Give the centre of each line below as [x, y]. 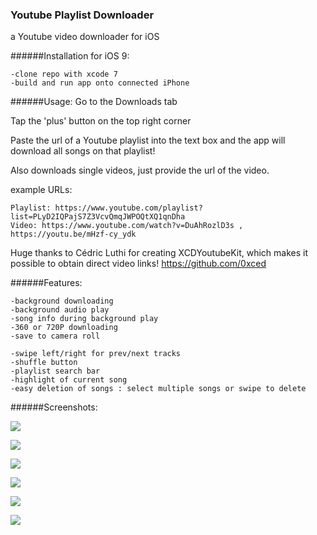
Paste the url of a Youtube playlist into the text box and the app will [148, 140]
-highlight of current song [69, 380]
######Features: [46, 283]
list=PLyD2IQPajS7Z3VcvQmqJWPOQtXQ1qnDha [98, 217]
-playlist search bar [55, 371]
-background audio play [60, 310]
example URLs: [41, 190]
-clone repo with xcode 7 [64, 74]
